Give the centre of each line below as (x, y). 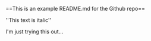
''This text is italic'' (29, 20)
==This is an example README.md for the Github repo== (75, 9)
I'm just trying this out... (34, 31)
